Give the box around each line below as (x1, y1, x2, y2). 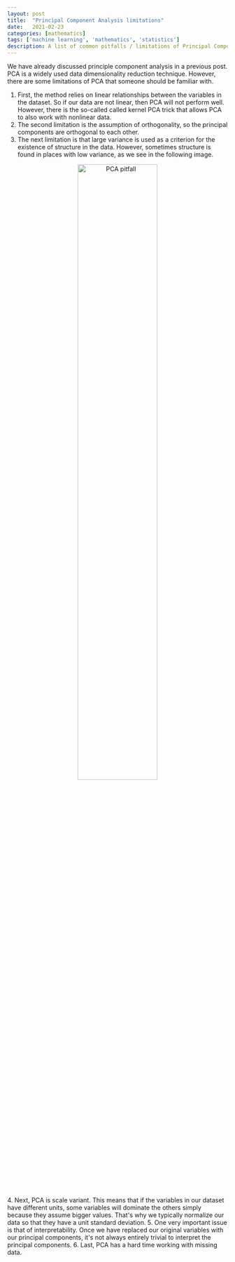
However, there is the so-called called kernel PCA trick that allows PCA (17, 106, 222, 114)
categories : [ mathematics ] (7, 29, 86, 37)
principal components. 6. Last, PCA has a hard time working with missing (7, 1241, 218, 1249)
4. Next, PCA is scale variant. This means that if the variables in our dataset (7, 1196, 225, 1204)
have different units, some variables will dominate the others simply (7, 1204, 201, 1211)
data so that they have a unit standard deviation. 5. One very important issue (7, 1219, 227, 1226)
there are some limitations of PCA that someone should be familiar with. (7, 77, 214, 85)
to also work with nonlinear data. (17, 113, 112, 121)
